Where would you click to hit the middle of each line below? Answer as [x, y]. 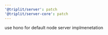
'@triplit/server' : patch [31, 9]
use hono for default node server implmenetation [54, 27]
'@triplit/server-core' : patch [36, 14]
